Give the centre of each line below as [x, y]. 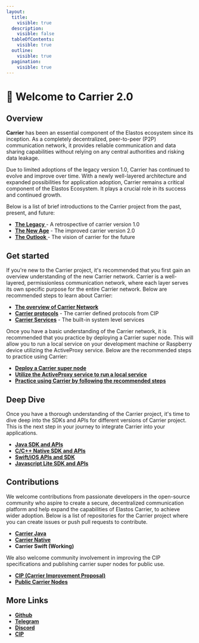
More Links [27, 600]
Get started [28, 256]
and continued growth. [34, 195]
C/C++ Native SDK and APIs [50, 451]
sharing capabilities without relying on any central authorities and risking [95, 152]
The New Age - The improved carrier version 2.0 [75, 231]
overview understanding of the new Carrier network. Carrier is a [85, 277]
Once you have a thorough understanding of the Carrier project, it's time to [98, 414]
